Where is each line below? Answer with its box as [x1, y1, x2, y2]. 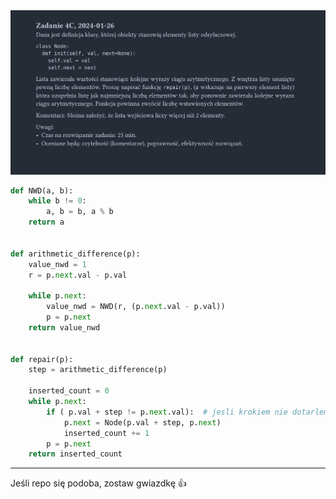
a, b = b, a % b [46, 207, 114, 217]
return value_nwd [28, 322, 101, 333]
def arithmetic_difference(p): [10, 249, 141, 259]
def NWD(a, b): [10, 185, 74, 196]
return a [28, 217, 65, 228]
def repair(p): [10, 354, 74, 364]
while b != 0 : [28, 196, 87, 206]
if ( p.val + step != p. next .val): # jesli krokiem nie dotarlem [46, 407, 329, 417]
